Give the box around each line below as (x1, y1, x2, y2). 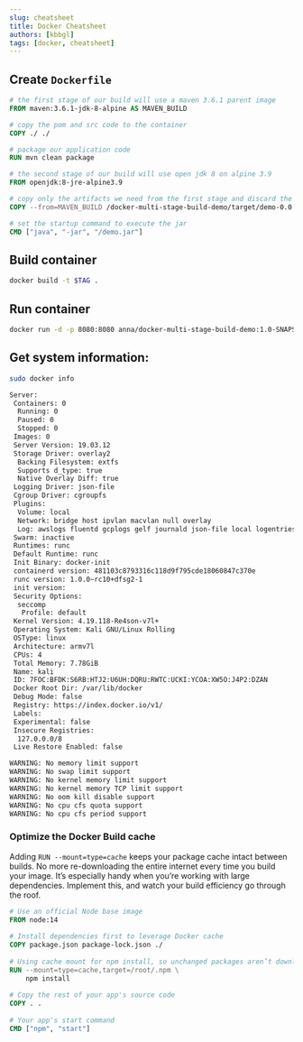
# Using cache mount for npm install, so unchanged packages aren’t (9, 957, 272, 966)
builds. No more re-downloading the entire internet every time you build (9, 861, 276, 871)
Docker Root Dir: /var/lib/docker (13, 684, 143, 693)
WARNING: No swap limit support (9, 768, 131, 777)
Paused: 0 (17, 416, 54, 425)
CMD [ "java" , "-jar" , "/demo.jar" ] (9, 227, 143, 236)
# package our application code (9, 145, 131, 154)
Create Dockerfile (9, 71, 112, 87)
